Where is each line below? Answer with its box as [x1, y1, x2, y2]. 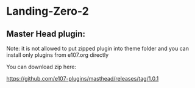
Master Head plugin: [6, 29, 85, 39]
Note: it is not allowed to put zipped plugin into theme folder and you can [6, 45, 189, 52]
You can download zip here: [6, 63, 77, 70]
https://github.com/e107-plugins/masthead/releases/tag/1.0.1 [6, 75, 159, 82]
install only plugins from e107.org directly [6, 51, 109, 59]
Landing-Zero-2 [6, 4, 90, 18]
